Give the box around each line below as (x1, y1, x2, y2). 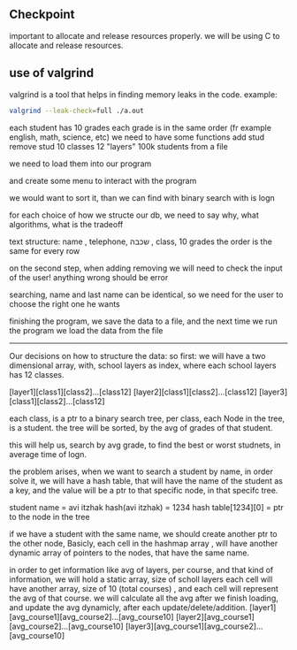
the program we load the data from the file (9, 325, 164, 335)
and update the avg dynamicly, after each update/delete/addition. (9, 601, 247, 613)
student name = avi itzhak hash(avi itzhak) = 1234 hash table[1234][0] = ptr (9, 501, 285, 512)
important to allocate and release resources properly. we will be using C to (9, 30, 280, 41)
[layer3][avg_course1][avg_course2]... (125, 621, 263, 631)
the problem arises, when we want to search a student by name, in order (9, 466, 274, 477)
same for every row (9, 245, 80, 256)
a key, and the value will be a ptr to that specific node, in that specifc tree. (9, 485, 278, 495)
